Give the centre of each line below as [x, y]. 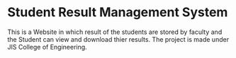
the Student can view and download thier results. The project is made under [118, 39]
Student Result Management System [118, 12]
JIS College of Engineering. [47, 47]
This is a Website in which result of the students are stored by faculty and [115, 32]
